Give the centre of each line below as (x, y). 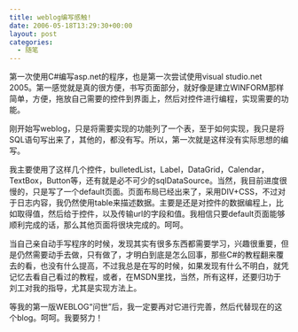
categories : (31, 42)
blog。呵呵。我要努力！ (60, 318)
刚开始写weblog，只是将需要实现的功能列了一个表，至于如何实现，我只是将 (147, 128)
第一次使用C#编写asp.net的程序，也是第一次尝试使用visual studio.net (136, 77)
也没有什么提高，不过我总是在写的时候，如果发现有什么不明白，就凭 (164, 266)
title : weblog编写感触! (50, 17)
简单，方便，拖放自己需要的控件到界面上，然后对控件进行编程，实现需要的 (145, 99)
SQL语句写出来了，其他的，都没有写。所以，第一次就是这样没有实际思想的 (145, 140)
